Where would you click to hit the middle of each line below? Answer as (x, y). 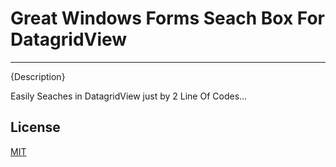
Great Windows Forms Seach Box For (168, 18)
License (35, 127)
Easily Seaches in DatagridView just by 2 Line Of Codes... (129, 96)
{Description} (38, 76)
